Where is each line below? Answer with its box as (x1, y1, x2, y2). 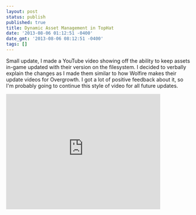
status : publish (6, 14, 46, 20)
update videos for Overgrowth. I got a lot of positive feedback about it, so (6, 76, 184, 83)
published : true (6, 19, 46, 25)
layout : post (6, 8, 38, 15)
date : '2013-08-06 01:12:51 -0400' (6, 30, 93, 36)
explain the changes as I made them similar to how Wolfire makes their (6, 70, 177, 77)
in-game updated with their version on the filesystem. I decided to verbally (6, 63, 187, 70)
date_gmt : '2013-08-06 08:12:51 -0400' (6, 36, 104, 42)
